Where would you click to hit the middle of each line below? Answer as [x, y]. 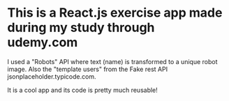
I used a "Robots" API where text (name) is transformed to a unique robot [112, 61]
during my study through [81, 28]
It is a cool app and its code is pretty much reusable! [83, 90]
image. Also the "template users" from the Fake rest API [88, 69]
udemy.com [43, 42]
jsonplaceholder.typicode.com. [52, 76]
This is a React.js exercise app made [115, 13]
